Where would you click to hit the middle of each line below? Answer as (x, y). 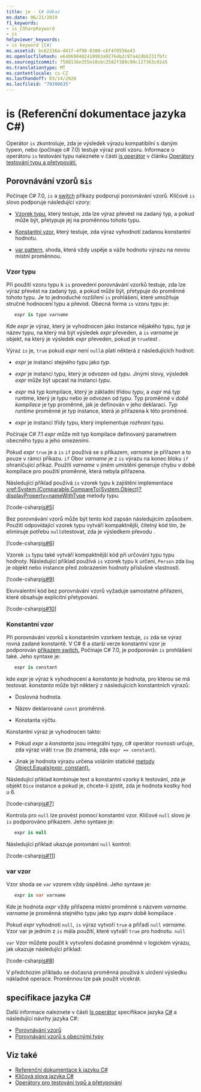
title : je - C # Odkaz (33, 12)
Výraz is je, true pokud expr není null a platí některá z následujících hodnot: (100, 350)
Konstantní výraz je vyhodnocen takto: (54, 732)
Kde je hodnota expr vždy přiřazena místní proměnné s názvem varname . (97, 907)
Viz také (22, 1055)
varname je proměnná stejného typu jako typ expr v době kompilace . (91, 913)
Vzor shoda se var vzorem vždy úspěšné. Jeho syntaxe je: (79, 885)
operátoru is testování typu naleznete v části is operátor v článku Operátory (100, 156)
